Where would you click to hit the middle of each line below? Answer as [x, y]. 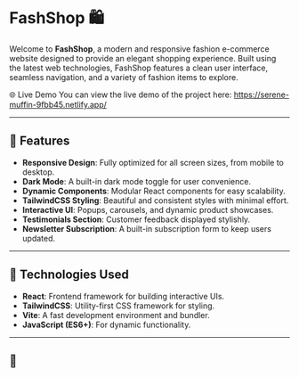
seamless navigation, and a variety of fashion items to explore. [124, 77]
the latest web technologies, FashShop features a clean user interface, [139, 68]
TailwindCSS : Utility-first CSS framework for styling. [118, 306]
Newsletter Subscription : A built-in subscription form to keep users [146, 228]
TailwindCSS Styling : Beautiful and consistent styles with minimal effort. [155, 200]
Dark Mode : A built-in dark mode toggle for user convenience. [137, 181]
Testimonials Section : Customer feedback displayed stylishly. [136, 219]
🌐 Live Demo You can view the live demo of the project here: [121, 94]
